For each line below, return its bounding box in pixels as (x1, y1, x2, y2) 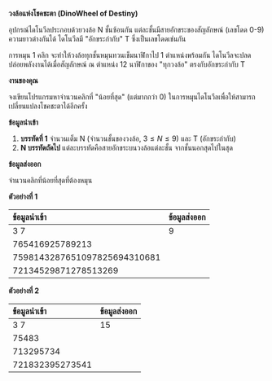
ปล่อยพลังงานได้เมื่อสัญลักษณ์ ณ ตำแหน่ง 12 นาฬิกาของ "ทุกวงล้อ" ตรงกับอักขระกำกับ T (8, 59, 246, 69)
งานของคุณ (8, 76, 38, 85)
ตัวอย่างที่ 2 (8, 286, 39, 296)
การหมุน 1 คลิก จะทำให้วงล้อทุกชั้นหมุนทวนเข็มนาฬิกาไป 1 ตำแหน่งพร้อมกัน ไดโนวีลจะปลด (8, 50, 252, 59)
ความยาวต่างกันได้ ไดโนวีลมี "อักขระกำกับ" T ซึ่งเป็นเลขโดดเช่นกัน (8, 34, 186, 43)
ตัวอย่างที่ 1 (8, 192, 38, 201)
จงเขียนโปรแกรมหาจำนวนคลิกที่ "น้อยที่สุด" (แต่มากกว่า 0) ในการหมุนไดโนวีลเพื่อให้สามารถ (8, 92, 256, 102)
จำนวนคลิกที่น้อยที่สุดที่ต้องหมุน (8, 176, 93, 185)
